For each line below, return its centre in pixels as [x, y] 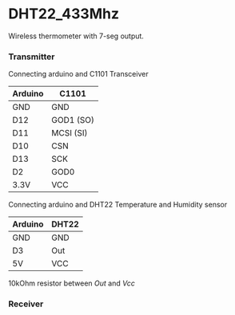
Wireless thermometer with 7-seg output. [76, 36]
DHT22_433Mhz [64, 14]
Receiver [26, 304]
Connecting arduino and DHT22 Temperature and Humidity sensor [118, 205]
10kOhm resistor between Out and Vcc [72, 283]
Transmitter [32, 57]
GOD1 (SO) [73, 120]
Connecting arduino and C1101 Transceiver [79, 74]
